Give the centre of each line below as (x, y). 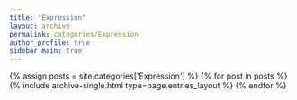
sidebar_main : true (46, 51)
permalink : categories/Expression (74, 34)
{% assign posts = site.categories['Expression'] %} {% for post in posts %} (148, 76)
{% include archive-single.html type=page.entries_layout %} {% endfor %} (148, 86)
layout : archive (40, 26)
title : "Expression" (48, 17)
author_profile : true (50, 42)
